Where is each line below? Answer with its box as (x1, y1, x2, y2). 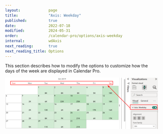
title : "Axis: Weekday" (5, 13, 81, 18)
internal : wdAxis (5, 39, 62, 44)
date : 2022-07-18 (5, 23, 70, 28)
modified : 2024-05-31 (5, 28, 70, 33)
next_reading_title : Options (5, 49, 64, 53)
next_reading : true (5, 44, 57, 49)
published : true (5, 18, 57, 23)
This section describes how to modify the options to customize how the (5, 63, 148, 68)
